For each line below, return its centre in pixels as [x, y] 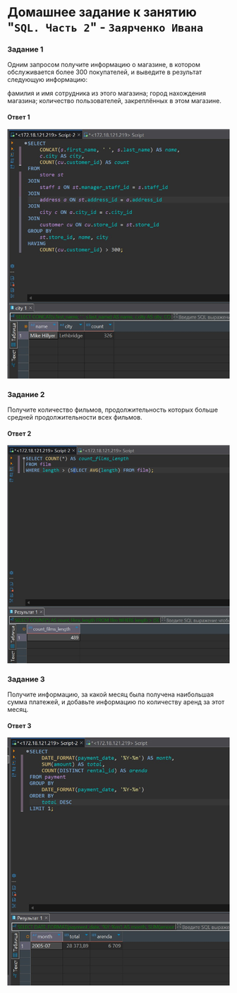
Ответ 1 [19, 117]
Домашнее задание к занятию [102, 12]
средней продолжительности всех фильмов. [75, 417]
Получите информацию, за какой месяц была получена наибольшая [110, 695]
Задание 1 [25, 49]
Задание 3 [26, 679]
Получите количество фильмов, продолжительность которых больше [113, 410]
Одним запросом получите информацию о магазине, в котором [104, 65]
